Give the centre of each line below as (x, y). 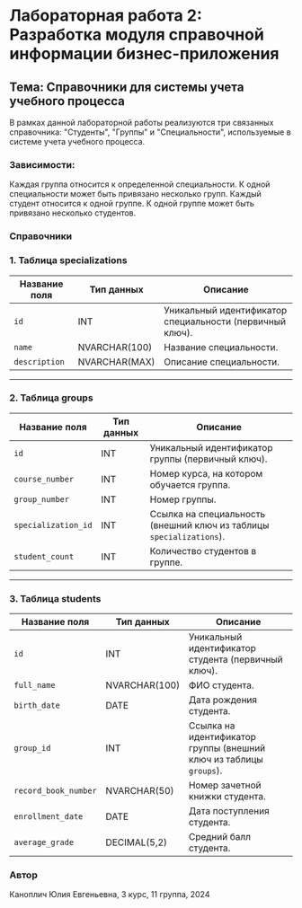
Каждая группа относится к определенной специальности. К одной (140, 184)
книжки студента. (227, 797)
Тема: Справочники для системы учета (127, 87)
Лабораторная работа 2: (106, 16)
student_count (44, 556)
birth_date (37, 705)
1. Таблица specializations (68, 260)
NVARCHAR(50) (140, 791)
